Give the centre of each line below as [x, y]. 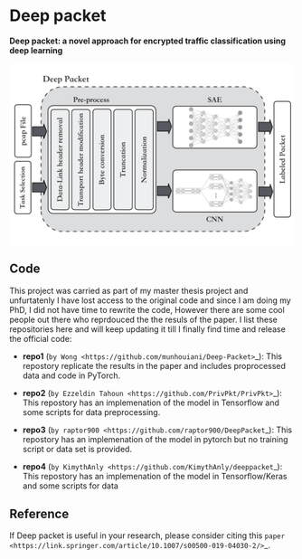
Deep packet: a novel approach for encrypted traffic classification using [148, 41]
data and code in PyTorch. [71, 375]
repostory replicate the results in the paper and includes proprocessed [154, 365]
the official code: [41, 338]
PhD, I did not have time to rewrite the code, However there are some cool [147, 309]
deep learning [36, 50]
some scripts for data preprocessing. [91, 412]
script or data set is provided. [77, 449]
